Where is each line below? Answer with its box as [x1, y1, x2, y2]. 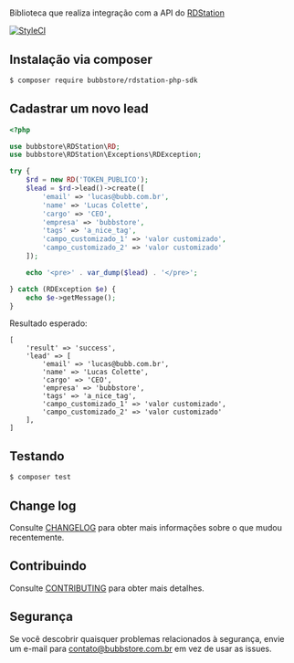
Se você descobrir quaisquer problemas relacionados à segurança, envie [9, 633, 285, 644]
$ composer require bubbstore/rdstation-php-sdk [9, 76, 198, 85]
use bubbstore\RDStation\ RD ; [9, 142, 121, 151]
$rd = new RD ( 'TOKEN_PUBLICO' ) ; [26, 175, 149, 184]
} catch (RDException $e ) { [9, 284, 117, 294]
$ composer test [9, 473, 71, 482]
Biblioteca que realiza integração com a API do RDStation [9, 7, 226, 18]
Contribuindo [9, 558, 87, 574]
